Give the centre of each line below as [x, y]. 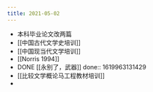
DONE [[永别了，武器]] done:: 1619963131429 [82, 67]
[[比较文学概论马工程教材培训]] [61, 76]
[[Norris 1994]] [38, 58]
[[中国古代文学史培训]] [49, 43]
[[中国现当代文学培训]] [49, 51]
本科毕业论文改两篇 [44, 34]
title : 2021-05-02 [33, 13]
